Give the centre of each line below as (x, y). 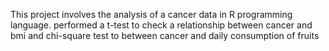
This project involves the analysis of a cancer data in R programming (151, 14)
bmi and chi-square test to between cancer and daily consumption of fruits (165, 35)
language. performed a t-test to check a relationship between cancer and (161, 25)
